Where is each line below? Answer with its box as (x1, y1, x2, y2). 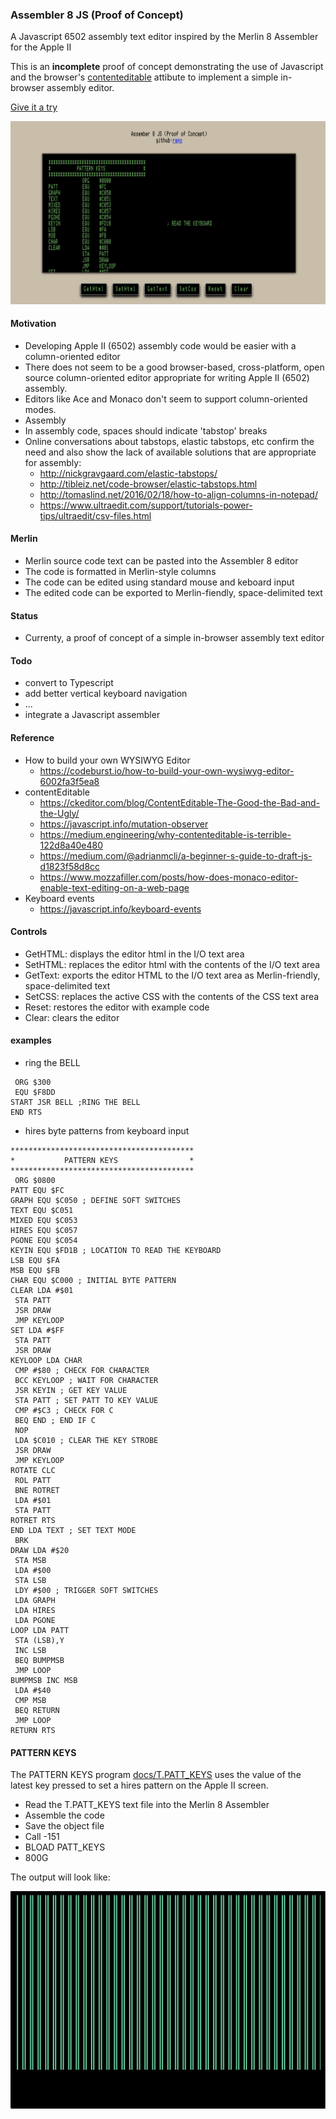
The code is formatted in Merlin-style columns (24, 566, 217, 578)
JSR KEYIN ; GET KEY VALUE (14, 1386, 128, 1396)
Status (10, 609, 39, 622)
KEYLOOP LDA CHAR (10, 1356, 83, 1366)
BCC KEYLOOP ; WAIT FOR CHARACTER (14, 1376, 159, 1386)
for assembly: (24, 456, 82, 468)
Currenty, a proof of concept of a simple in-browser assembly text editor (24, 632, 325, 644)
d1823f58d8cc (39, 860, 101, 872)
